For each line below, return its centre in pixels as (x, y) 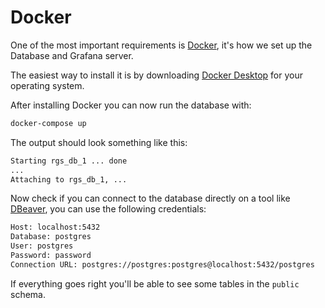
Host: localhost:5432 (55, 227)
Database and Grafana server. (72, 55)
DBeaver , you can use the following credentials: (108, 209)
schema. (28, 294)
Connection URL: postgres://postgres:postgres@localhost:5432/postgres (162, 264)
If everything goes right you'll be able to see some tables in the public (155, 283)
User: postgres (42, 246)
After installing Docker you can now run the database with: (131, 105)
